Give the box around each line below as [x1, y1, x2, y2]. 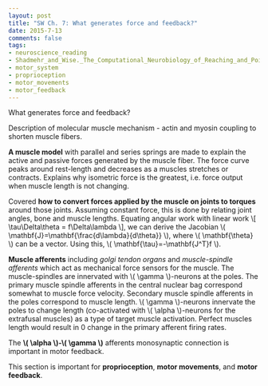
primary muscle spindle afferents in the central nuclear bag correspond [8, 281, 243, 290]
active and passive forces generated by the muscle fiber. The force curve [8, 156, 250, 165]
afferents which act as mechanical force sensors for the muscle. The [8, 263, 235, 273]
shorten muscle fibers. [8, 132, 82, 141]
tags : [8, 42, 26, 50]
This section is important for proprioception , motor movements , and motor [8, 362, 258, 372]
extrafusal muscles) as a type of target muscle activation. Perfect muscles [8, 314, 253, 324]
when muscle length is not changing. [8, 181, 129, 191]
